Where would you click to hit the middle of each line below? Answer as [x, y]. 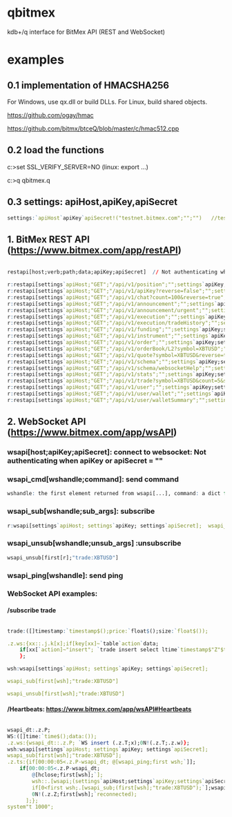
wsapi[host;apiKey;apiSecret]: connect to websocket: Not [107, 452]
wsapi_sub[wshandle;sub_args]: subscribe [81, 511]
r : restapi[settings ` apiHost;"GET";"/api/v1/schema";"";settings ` [103, 362]
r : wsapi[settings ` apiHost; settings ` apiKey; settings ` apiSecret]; [105, 526]
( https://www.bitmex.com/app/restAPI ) [94, 250]
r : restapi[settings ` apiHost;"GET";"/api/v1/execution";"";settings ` [108, 317]
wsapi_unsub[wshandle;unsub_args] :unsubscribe [94, 544]
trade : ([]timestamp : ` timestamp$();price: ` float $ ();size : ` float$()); [108, 631]
